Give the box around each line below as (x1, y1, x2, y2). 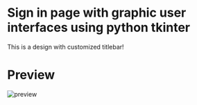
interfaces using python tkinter (7, 19, 191, 35)
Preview (7, 67, 55, 83)
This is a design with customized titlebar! (7, 42, 124, 51)
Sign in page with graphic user (7, 5, 187, 21)
